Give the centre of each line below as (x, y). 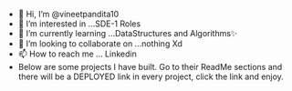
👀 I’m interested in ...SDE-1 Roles (79, 24)
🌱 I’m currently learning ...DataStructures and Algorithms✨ (128, 33)
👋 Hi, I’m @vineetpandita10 (68, 14)
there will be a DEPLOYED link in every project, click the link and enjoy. (151, 76)
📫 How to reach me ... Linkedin (77, 54)
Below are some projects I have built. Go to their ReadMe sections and (150, 67)
